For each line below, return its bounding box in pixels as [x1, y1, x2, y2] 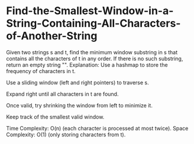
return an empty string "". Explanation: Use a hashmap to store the [6, 61, 168, 68]
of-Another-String [6, 30, 98, 42]
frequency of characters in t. [6, 67, 76, 74]
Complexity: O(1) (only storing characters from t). [6, 131, 126, 138]
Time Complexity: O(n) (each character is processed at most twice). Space [6, 125, 189, 132]
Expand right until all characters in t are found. [6, 90, 119, 97]
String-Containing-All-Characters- [6, 17, 181, 30]
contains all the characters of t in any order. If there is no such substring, [6, 55, 183, 62]
